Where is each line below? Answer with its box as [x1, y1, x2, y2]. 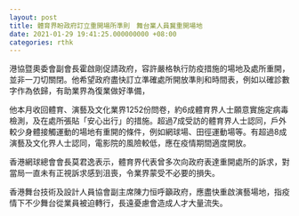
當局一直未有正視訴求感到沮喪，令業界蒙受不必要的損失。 [9, 168, 220, 179]
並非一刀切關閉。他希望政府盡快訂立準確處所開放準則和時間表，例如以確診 [9, 75, 282, 85]
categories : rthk [9, 37, 74, 47]
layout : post [9, 12, 58, 22]
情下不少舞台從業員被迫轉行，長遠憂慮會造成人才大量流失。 [9, 197, 228, 209]
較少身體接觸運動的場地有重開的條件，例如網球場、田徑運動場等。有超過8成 [9, 126, 287, 138]
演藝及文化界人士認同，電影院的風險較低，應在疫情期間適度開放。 [9, 138, 251, 148]
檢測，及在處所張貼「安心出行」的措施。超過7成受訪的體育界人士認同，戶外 [9, 116, 287, 126]
